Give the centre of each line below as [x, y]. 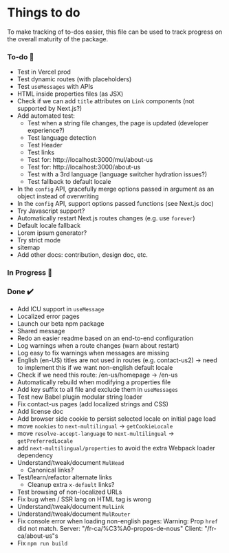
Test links [41, 152]
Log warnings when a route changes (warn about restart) [98, 346]
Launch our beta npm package [61, 324]
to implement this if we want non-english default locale [95, 368]
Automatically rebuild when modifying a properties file [94, 382]
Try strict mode [39, 240]
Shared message [41, 331]
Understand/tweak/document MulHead [70, 463]
